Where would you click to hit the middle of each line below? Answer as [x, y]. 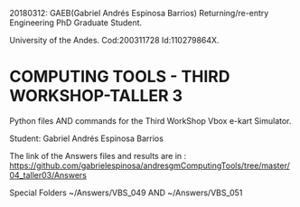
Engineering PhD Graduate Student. [76, 23]
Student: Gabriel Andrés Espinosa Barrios [87, 138]
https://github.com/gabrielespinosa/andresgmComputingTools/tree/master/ [150, 165]
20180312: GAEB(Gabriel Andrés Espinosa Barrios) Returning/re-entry [139, 13]
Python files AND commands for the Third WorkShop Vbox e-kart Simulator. [150, 120]
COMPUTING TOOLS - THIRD [120, 77]
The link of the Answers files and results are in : [98, 155]
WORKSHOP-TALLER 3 [96, 96]
